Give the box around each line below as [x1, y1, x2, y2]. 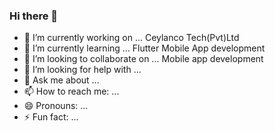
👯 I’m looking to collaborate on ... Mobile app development [23, 53, 264, 65]
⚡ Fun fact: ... [23, 111, 79, 123]
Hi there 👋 [9, 9, 59, 23]
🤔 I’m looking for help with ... [23, 64, 142, 76]
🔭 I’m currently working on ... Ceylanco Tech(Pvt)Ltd [23, 32, 240, 44]
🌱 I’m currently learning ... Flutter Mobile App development [23, 42, 266, 54]
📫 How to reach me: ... [23, 85, 120, 98]
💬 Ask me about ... [23, 74, 100, 86]
